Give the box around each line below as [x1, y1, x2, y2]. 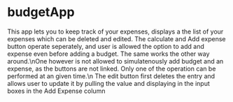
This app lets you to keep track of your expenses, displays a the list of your [7, 27, 224, 36]
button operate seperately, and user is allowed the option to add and [7, 42, 204, 50]
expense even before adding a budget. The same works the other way [7, 50, 210, 58]
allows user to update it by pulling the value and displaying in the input [7, 79, 210, 87]
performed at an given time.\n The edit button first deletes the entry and [7, 71, 216, 80]
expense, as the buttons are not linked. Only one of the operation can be [7, 64, 216, 73]
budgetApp [7, 4, 75, 20]
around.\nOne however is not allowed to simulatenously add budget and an [7, 57, 224, 65]
